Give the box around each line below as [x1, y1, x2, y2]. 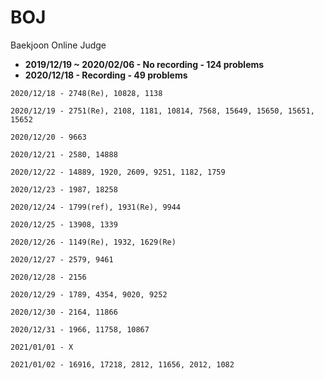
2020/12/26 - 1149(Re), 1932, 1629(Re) [10, 237, 177, 247]
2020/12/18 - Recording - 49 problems [24, 69, 188, 81]
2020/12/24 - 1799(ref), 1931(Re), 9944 [10, 202, 182, 212]
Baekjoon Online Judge [10, 39, 107, 51]
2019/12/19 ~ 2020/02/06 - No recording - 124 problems [24, 58, 265, 70]
